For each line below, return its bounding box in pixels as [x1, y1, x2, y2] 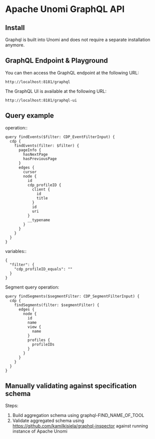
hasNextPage [23, 151, 48, 157]
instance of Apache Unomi [12, 428, 67, 434]
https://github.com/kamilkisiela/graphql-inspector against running [12, 423, 148, 429]
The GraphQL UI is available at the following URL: [5, 88, 106, 94]
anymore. [5, 42, 25, 48]
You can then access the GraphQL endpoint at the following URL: [5, 69, 139, 75]
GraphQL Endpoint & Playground [5, 56, 108, 65]
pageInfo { [18, 147, 41, 152]
